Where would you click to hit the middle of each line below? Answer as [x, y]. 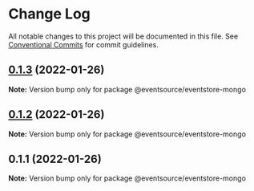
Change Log [49, 14]
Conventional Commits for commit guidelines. [83, 44]
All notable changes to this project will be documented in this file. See [123, 36]
